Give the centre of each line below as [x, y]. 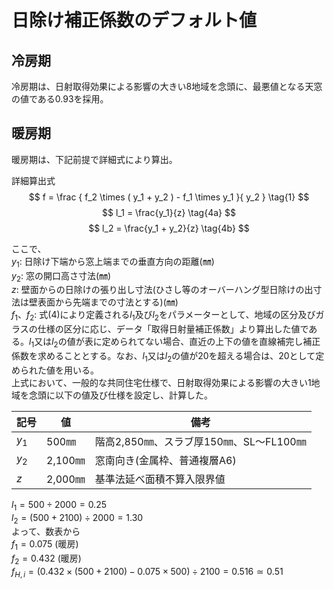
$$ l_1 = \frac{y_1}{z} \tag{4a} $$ [169, 212]
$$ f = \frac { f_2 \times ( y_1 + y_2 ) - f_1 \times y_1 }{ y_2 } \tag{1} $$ [169, 197]
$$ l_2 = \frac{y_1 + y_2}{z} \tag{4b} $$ [169, 228]
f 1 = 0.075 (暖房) [45, 545]
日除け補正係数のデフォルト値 [134, 20]
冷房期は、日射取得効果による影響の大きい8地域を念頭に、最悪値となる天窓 [167, 86]
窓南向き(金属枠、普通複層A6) [165, 460]
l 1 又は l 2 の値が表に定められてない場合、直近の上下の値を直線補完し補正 [175, 343]
